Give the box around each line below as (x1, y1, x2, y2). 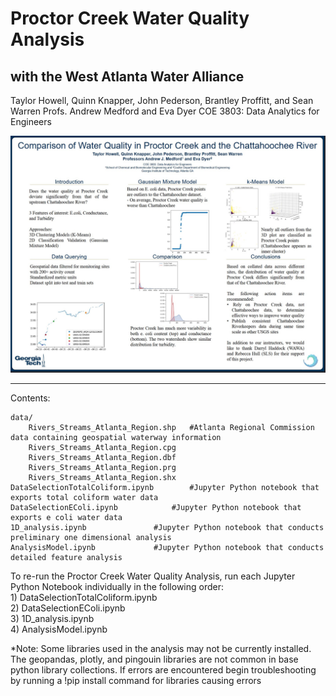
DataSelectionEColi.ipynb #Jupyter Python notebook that (10, 502, 302, 512)
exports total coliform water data (10, 492, 159, 502)
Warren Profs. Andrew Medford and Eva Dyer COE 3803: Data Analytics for (10, 105, 320, 117)
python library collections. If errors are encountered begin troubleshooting (10, 663, 317, 676)
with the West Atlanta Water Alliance (10, 68, 245, 85)
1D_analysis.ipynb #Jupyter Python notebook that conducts (10, 522, 325, 532)
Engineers (10, 116, 52, 127)
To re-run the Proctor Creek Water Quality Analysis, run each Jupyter (10, 570, 296, 582)
